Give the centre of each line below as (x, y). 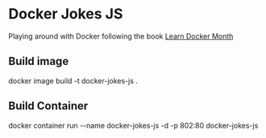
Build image (39, 61)
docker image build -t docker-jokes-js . (73, 80)
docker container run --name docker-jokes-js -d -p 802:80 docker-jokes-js (133, 125)
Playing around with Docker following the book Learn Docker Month (121, 36)
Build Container (48, 106)
